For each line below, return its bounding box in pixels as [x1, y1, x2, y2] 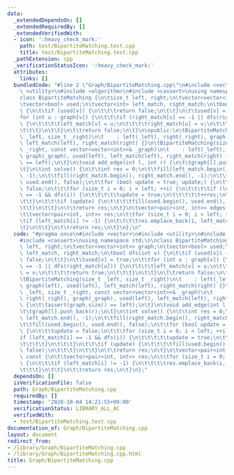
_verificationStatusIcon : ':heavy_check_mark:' [13, 62, 155, 69]
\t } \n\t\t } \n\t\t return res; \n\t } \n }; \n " [19, 224, 141, 231]
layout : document [7, 431, 58, 438]
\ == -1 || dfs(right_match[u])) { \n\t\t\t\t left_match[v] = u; [19, 263, 210, 270]
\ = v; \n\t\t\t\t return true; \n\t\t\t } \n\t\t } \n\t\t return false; [19, 269, 217, 276]
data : [7, 10, 23, 17]
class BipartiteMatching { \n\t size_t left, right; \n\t [19, 95, 182, 102]
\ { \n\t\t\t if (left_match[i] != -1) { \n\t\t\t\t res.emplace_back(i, [19, 360, 226, 367]
